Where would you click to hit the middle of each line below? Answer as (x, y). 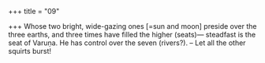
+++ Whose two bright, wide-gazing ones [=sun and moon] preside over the (132, 26)
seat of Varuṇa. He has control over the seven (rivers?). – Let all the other (127, 43)
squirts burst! (30, 51)
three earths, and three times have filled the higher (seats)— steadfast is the (132, 35)
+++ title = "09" (34, 11)
